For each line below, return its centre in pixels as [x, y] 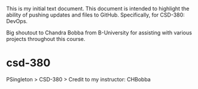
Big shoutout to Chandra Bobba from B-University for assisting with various [99, 33]
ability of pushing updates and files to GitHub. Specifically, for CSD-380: [96, 15]
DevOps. [17, 21]
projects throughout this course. [46, 39]
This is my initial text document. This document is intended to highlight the [98, 9]
